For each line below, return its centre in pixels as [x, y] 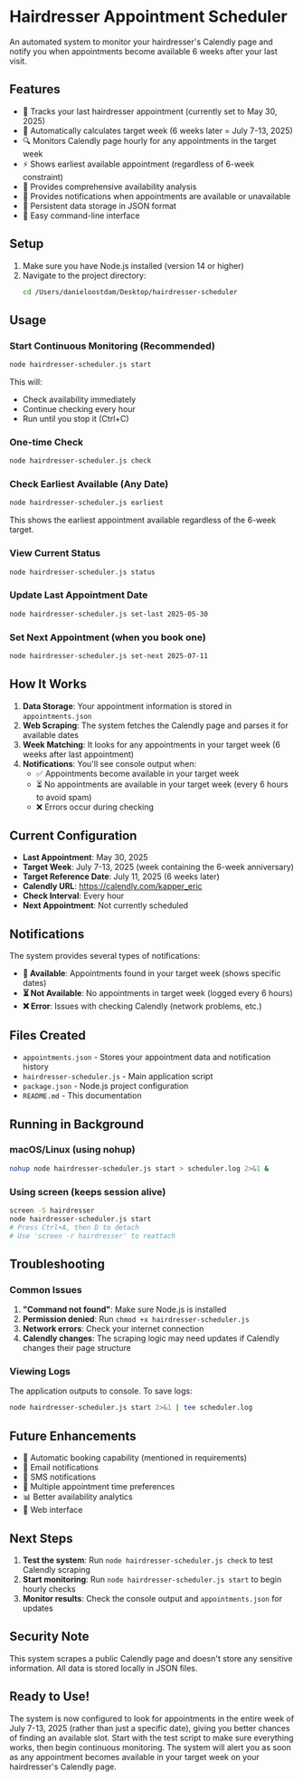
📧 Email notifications [61, 1468]
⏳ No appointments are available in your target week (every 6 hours [162, 784]
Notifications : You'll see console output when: [109, 763]
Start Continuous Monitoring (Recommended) [112, 346]
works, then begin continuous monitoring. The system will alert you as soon [150, 1747]
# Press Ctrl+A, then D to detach [75, 1227]
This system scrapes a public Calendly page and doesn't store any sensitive [151, 1658]
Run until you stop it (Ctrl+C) [76, 419]
